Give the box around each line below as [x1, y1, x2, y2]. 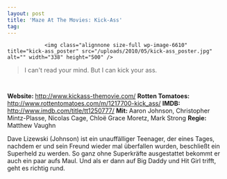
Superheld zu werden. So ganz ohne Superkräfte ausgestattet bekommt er [7, 149, 221, 158]
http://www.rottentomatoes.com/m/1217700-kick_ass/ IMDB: [7, 100, 180, 108]
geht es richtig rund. [7, 164, 66, 173]
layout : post [7, 10, 45, 17]
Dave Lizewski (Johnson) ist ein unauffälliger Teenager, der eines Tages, [7, 135, 215, 143]
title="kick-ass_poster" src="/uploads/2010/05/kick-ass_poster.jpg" [7, 48, 213, 55]
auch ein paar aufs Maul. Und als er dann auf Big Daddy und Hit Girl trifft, [7, 157, 217, 165]
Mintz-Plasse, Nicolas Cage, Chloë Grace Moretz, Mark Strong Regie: [7, 114, 207, 122]
